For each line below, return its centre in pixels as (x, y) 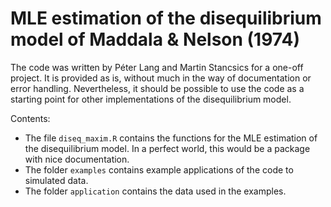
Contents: (30, 118)
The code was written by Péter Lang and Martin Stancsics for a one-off (157, 67)
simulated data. (56, 180)
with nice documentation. (77, 159)
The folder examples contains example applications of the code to (159, 169)
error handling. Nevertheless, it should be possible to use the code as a (157, 88)
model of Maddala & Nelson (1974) (155, 39)
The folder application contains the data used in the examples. (155, 191)
